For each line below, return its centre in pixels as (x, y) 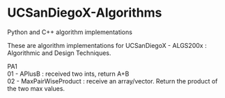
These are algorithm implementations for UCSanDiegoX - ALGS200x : (107, 45)
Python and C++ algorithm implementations (70, 32)
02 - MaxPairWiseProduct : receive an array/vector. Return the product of (113, 81)
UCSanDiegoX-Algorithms (85, 13)
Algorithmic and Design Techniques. (59, 53)
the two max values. (36, 88)
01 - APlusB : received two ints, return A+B (68, 74)
